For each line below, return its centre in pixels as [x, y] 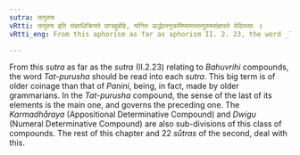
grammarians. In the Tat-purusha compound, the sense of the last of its [141, 95]
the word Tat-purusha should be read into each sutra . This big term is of [142, 77]
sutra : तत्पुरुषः [32, 17]
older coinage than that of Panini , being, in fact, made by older [124, 86]
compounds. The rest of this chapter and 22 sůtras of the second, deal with [149, 134]
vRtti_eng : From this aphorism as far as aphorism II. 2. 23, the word [145, 34]
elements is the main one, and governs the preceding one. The [125, 105]
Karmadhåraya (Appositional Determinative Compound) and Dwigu [133, 114]
